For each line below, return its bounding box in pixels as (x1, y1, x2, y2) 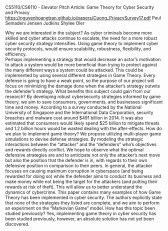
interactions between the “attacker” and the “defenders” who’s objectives (5, 141, 156, 147)
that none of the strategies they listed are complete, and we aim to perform (5, 200, 160, 205)
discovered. (5, 221, 30, 227)
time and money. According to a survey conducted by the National (5, 104, 141, 110)
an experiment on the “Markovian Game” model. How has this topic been (5, 205, 155, 211)
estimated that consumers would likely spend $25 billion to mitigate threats (5, 120, 160, 126)
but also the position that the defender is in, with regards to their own (5, 157, 147, 163)
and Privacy (5, 9, 30, 15)
